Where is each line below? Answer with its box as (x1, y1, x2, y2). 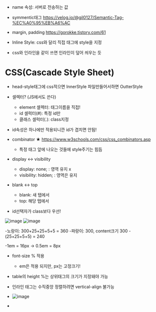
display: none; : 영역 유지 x (19, 166, 71, 172)
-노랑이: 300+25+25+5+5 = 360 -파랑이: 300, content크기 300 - (5, 228, 131, 234)
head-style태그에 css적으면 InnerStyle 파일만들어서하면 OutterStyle (12, 83, 143, 89)
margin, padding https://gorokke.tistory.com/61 (12, 30, 106, 35)
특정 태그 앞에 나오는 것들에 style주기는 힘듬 (19, 146, 102, 152)
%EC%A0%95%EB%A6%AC (12, 20, 71, 26)
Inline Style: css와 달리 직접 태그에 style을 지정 (12, 39, 102, 45)
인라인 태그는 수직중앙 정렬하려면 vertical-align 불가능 (12, 283, 114, 290)
